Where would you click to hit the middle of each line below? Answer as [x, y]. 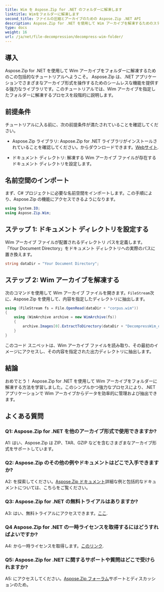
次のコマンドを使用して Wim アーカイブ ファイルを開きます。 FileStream [78, 293]
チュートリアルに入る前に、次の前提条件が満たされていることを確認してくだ [82, 125]
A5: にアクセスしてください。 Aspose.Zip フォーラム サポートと [68, 579]
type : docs [16, 28]
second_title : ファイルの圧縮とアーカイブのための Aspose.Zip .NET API [73, 19]
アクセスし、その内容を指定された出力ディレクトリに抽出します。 [88, 351]
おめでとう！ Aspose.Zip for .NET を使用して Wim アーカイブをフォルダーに [81, 381]
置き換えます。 [20, 254]
